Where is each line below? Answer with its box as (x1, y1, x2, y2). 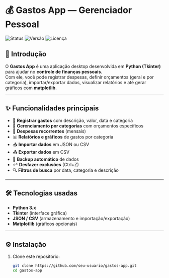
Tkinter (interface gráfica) (12, 210, 67, 216)
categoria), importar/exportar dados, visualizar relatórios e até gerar (5, 79, 147, 85)
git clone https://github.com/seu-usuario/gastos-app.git (12, 263, 137, 268)
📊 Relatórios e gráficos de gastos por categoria (12, 133, 114, 140)
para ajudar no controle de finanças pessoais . (5, 68, 103, 75)
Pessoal (5, 19, 39, 30)
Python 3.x (12, 205, 36, 211)
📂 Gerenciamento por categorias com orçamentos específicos (12, 122, 144, 129)
